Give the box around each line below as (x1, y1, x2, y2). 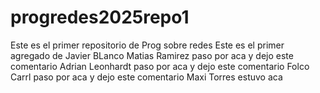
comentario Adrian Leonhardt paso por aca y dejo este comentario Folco (10, 60, 310, 72)
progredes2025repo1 (10, 6, 190, 29)
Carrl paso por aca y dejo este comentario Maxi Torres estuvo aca (10, 71, 283, 83)
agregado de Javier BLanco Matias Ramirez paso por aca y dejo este (10, 49, 294, 61)
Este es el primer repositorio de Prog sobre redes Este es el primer (10, 39, 285, 51)
